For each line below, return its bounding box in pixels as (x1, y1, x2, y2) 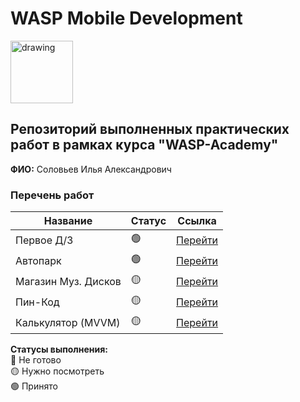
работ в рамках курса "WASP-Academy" (10, 137, 279, 154)
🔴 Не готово (10, 354, 62, 366)
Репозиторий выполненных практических (10, 121, 290, 138)
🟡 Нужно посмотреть (10, 365, 105, 377)
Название (43, 214, 93, 228)
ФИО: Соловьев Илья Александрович (10, 163, 172, 175)
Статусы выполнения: (10, 343, 109, 356)
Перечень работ (10, 188, 95, 202)
